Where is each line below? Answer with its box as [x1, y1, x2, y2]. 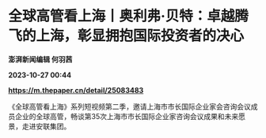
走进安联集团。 [21, 121, 71, 131]
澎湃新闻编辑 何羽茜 [8, 54, 73, 64]
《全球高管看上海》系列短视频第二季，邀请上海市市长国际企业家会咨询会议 [8, 102, 251, 111]
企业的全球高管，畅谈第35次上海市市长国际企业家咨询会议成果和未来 [14, 111, 239, 121]
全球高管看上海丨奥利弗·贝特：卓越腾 [8, 7, 249, 25]
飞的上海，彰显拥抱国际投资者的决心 [8, 27, 245, 45]
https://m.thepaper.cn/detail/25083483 [8, 85, 144, 95]
